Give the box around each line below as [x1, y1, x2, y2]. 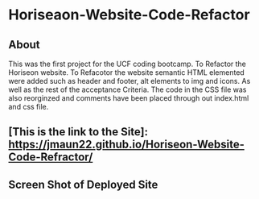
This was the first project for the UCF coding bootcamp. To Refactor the [8, 59, 247, 68]
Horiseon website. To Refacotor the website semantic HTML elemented [8, 68, 245, 77]
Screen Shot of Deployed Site [8, 177, 158, 191]
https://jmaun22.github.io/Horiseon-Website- [8, 138, 245, 151]
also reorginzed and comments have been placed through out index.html [8, 93, 249, 102]
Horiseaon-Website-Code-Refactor [8, 6, 251, 24]
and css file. [8, 102, 49, 111]
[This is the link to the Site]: [8, 125, 149, 139]
